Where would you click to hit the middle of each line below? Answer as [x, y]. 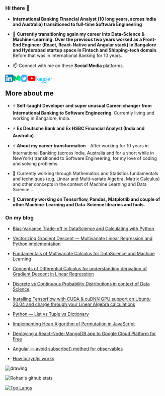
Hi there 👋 [18, 8]
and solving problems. [35, 164]
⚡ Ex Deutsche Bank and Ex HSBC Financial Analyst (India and [78, 129]
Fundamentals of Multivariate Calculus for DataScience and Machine [84, 254]
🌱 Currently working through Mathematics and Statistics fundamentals [85, 174]
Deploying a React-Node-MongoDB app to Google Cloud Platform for [84, 334]
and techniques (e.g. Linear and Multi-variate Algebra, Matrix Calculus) [86, 179]
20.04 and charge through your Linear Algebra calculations [74, 304]
